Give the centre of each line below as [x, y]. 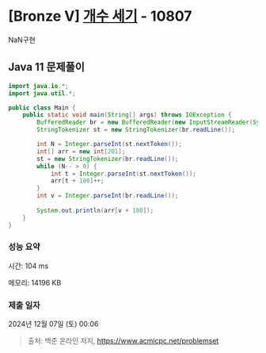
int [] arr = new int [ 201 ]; [81, 152]
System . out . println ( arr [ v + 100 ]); [95, 210]
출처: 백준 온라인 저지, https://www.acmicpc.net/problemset [123, 341]
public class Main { [42, 108]
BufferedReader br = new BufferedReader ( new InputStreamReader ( [145, 123]
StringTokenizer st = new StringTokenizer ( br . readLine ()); [136, 130]
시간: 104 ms [28, 266]
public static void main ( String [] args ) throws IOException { [127, 115]
